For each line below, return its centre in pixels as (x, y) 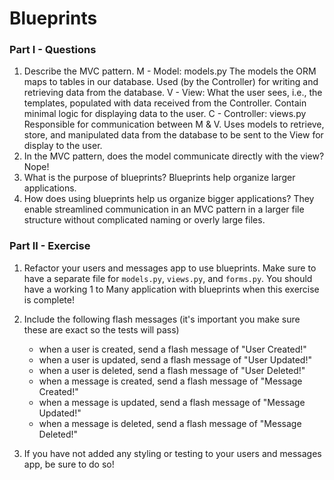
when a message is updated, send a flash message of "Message (172, 402)
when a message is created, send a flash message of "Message (170, 381)
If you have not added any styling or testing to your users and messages (172, 453)
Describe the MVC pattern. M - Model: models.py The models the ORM (170, 71)
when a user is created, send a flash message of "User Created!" (172, 349)
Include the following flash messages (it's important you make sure (162, 319)
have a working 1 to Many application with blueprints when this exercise (171, 289)
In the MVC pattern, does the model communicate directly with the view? (174, 156)
